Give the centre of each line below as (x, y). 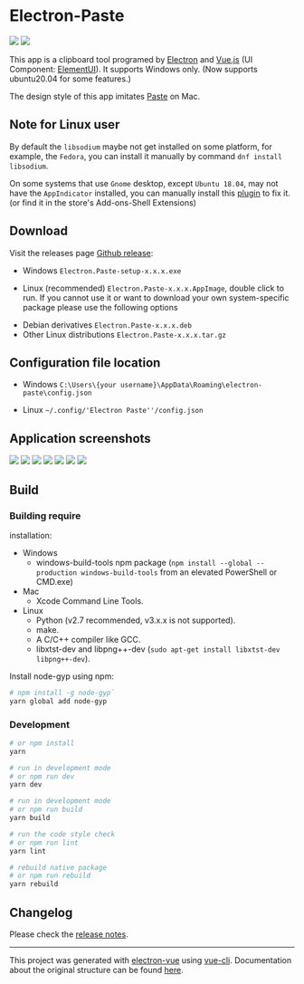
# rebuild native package (58, 867)
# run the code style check (62, 834)
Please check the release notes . (69, 934)
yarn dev (26, 785)
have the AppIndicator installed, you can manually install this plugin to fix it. (150, 193)
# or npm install (42, 743)
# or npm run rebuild (50, 876)
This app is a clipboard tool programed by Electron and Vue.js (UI (131, 59)
